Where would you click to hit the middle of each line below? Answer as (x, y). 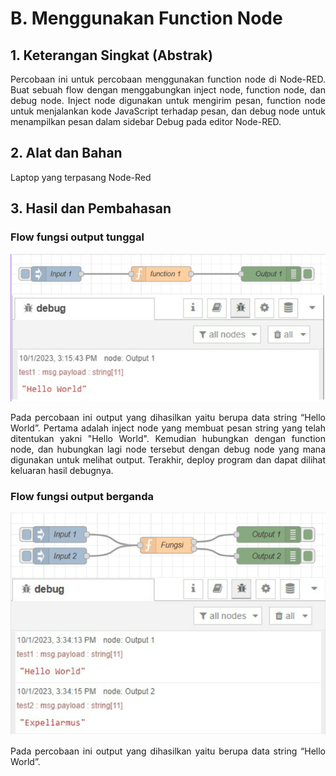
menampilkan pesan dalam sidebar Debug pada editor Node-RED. (146, 121)
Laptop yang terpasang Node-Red (81, 177)
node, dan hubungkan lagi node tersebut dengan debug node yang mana (168, 449)
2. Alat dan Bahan (66, 153)
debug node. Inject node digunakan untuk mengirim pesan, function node (168, 100)
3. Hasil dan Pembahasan (91, 208)
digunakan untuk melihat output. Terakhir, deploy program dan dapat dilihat (168, 460)
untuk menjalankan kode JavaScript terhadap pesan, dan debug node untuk (168, 111)
